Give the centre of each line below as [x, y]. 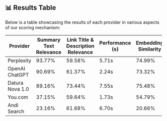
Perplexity [19, 60]
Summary [49, 40]
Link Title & [81, 40]
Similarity [150, 49]
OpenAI [17, 68]
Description [81, 46]
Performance [115, 43]
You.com [18, 97]
